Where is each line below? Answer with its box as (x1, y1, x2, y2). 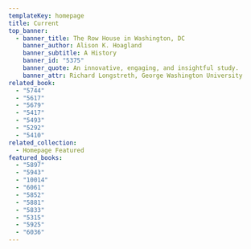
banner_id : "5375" (23, 57, 84, 65)
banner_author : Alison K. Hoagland (23, 42, 142, 50)
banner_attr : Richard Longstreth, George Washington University (23, 71, 243, 80)
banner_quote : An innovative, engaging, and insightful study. (23, 64, 240, 72)
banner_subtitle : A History (23, 49, 117, 57)
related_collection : (8, 138, 78, 147)
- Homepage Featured (15, 146, 84, 154)
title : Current (8, 19, 60, 27)
